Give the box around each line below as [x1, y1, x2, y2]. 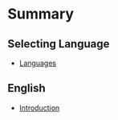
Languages [18, 58, 57, 68]
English [7, 81, 46, 95]
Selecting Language [7, 37, 110, 51]
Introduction [18, 102, 60, 113]
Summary [7, 5, 74, 23]
